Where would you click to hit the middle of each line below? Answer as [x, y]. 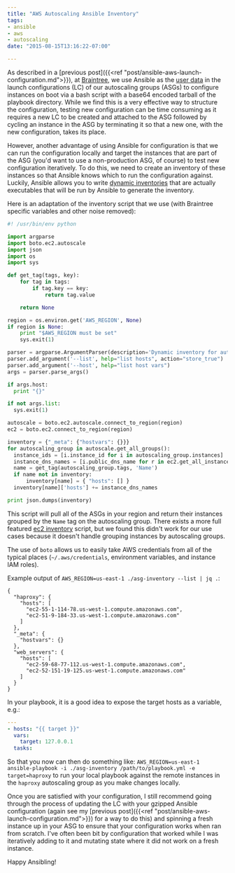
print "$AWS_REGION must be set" [69, 334]
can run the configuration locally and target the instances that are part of [112, 153]
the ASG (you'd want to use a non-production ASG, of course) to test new [113, 160]
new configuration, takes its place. [57, 132]
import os [22, 256]
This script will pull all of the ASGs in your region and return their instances [115, 514]
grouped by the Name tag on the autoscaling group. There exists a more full [114, 521]
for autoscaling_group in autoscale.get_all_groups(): [89, 448]
